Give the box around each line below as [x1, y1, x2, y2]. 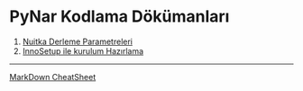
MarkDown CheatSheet [9, 71, 96, 82]
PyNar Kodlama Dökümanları [9, 6, 230, 27]
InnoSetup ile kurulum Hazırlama [22, 45, 144, 56]
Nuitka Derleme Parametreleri [22, 36, 133, 47]
